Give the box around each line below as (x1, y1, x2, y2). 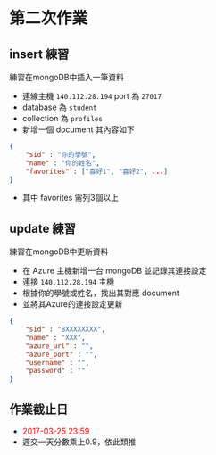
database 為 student (21, 102, 97, 112)
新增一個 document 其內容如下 (21, 124, 136, 135)
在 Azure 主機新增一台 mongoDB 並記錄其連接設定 (21, 265, 207, 277)
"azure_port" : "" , (25, 350, 98, 359)
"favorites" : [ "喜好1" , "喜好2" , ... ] (25, 167, 168, 176)
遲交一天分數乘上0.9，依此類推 (21, 436, 137, 447)
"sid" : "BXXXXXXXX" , (25, 325, 105, 335)
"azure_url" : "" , (25, 341, 94, 351)
